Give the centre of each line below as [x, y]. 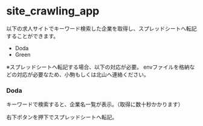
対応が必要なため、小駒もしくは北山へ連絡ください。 [83, 74]
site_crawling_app [53, 11]
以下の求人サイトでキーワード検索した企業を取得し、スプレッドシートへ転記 [101, 28]
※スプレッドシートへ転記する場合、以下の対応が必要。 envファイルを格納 [98, 67]
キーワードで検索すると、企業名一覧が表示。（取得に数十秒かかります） [95, 104]
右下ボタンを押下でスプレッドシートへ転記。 [62, 117]
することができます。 [33, 36]
